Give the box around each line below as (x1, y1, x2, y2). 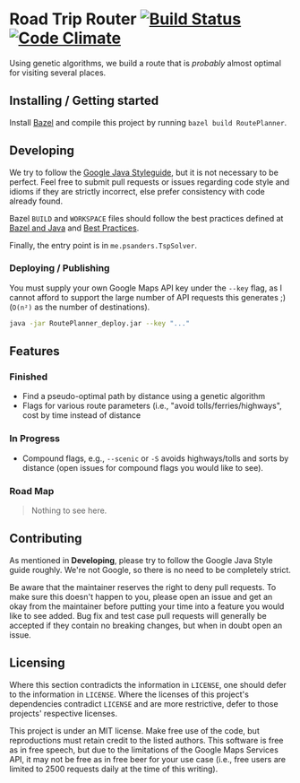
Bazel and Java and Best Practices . (9, 222, 140, 233)
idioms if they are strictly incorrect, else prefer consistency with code (9, 186, 266, 196)
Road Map (9, 484, 55, 497)
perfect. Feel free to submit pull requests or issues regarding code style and (9, 176, 290, 187)
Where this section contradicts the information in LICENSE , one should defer (9, 679, 287, 690)
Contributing (9, 531, 82, 546)
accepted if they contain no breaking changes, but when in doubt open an (9, 620, 283, 631)
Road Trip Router (9, 9, 137, 30)
